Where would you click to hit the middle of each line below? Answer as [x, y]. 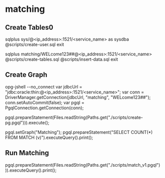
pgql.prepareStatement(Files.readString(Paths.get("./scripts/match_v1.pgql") [83, 165]
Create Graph [26, 75]
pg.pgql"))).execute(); [27, 123]
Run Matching [27, 153]
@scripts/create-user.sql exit [35, 44]
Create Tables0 [29, 27]
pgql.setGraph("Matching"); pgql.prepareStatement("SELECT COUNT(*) [79, 132]
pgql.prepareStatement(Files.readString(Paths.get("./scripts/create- [74, 117]
